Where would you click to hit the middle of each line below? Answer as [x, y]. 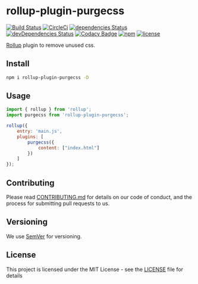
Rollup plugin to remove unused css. [51, 45]
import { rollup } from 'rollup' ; [49, 110]
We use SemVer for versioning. [44, 236]
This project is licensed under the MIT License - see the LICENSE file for [95, 269]
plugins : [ [30, 137]
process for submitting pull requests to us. [58, 203]
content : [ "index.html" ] [69, 148]
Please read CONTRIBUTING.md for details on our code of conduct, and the [99, 197]
